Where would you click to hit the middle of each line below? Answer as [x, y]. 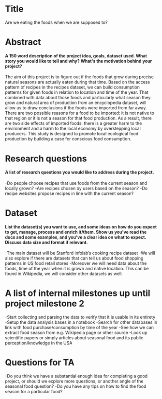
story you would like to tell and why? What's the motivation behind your [79, 61]
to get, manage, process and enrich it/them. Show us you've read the [76, 232]
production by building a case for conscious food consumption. [68, 139]
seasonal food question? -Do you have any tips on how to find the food [76, 386]
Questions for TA [40, 363]
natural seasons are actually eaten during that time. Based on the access [78, 82]
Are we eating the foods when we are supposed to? [56, 22]
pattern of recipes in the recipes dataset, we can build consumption [73, 87]
